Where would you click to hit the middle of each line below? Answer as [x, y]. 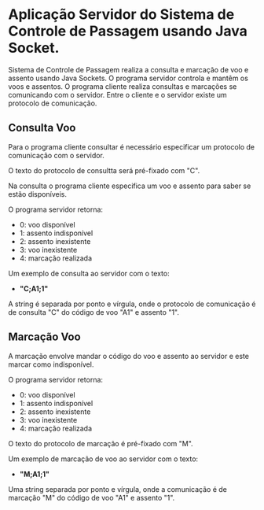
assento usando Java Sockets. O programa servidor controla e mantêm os [128, 78]
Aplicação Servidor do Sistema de [121, 15]
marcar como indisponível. [51, 364]
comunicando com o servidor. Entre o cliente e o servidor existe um [118, 94]
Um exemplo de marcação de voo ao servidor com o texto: [103, 459]
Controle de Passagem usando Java [128, 31]
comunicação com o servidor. [56, 155]
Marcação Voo [44, 337]
